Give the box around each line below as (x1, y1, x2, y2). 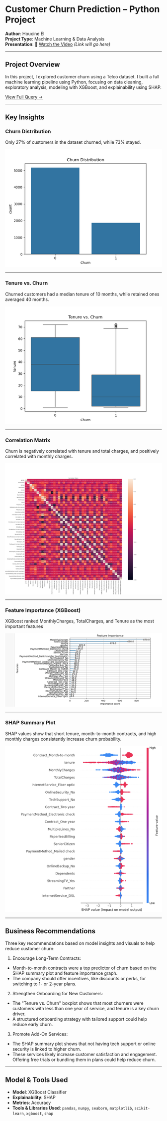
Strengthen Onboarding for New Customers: (12, 990, 103, 996)
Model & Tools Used (5, 1076, 68, 1084)
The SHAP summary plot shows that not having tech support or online (12, 1041, 156, 1047)
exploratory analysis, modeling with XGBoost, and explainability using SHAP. (5, 84, 162, 90)
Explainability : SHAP (12, 1094, 56, 1100)
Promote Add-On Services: (12, 1031, 68, 1037)
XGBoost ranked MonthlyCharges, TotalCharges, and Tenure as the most (5, 618, 154, 624)
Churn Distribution (5, 128, 51, 135)
